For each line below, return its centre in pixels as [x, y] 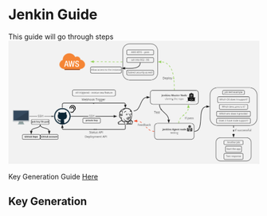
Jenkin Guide [53, 15]
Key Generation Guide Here [53, 176]
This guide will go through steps [61, 37]
